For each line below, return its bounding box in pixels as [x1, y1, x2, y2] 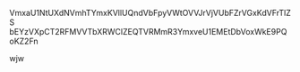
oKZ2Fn [9, 36, 39, 46]
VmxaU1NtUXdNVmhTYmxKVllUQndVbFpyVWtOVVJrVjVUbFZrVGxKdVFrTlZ [9, 8, 291, 18]
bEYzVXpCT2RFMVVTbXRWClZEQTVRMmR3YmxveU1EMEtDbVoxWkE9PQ [9, 27, 287, 36]
